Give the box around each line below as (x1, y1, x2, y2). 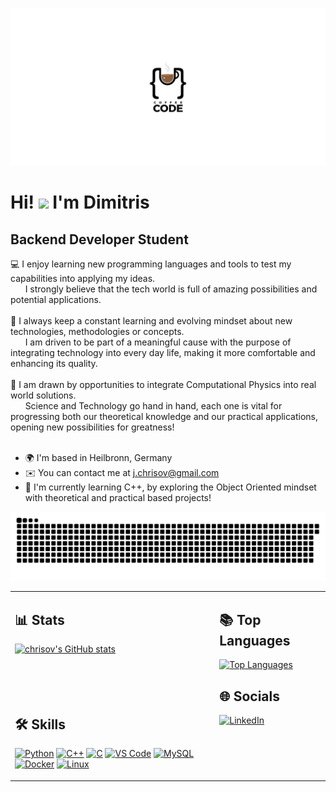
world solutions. (10, 389, 77, 401)
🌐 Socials (219, 688, 281, 705)
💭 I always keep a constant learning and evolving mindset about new (10, 315, 293, 327)
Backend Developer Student (10, 231, 189, 248)
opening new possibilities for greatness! (10, 421, 175, 433)
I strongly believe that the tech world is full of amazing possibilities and (24, 283, 318, 295)
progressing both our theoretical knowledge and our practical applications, (10, 411, 319, 422)
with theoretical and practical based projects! (24, 492, 212, 503)
